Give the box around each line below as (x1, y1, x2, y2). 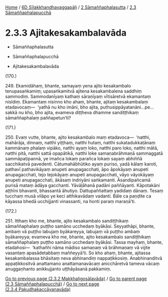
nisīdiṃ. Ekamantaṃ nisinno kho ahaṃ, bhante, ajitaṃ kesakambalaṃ (5, 98, 148, 105)
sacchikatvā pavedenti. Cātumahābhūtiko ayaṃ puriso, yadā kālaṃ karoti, (5, 161, 157, 167)
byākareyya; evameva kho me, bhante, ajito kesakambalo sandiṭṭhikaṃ (5, 234, 151, 240)
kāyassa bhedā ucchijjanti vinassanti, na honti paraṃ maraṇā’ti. (5, 198, 136, 204)
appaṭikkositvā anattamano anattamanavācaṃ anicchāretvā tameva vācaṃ (5, 260, 159, 266)
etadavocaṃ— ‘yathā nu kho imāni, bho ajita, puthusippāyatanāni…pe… (5, 104, 154, 110)
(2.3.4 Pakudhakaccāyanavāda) (5, 286, 71, 292)
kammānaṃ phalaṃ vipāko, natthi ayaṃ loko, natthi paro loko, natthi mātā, (5, 145, 158, 151)
